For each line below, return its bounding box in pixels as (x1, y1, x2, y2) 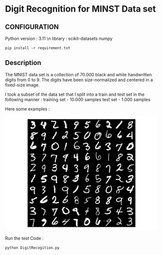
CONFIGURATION (5, 23, 59, 31)
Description (5, 59, 41, 67)
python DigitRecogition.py (5, 245, 60, 250)
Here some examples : (5, 106, 50, 112)
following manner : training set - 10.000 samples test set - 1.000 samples (5, 96, 150, 102)
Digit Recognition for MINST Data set (5, 3, 156, 15)
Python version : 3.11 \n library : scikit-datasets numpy (5, 35, 113, 41)
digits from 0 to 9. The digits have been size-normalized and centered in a (5, 77, 153, 83)
